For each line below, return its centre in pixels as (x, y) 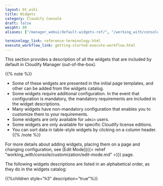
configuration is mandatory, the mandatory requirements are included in (84, 99)
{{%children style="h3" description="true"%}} (51, 178)
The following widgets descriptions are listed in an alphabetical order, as (77, 164)
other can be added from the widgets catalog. (58, 88)
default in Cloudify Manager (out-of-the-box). (51, 64)
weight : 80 (16, 28)
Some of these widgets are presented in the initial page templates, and (83, 83)
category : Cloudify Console (33, 18)
